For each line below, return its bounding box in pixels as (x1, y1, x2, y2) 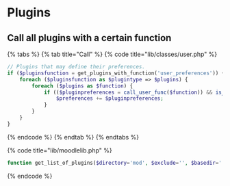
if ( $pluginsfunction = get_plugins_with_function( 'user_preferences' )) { (7, 70, 225, 77)
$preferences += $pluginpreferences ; (55, 95, 164, 102)
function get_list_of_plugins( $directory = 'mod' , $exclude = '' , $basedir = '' (7, 159, 225, 166)
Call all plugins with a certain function (7, 32, 172, 44)
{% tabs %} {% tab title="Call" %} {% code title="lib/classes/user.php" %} (7, 50, 218, 58)
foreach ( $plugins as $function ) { (31, 82, 133, 90)
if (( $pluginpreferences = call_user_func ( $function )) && (43, 89, 213, 96)
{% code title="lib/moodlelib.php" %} (7, 146, 112, 155)
